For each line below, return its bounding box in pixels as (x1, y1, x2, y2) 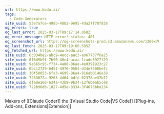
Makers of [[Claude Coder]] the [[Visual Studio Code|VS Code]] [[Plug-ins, (5, 98, 155, 104)
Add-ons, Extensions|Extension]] (5, 103, 72, 109)
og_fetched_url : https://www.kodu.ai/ (5, 48, 84, 53)
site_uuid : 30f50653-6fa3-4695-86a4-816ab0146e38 (5, 71, 108, 76)
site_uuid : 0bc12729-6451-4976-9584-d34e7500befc (5, 67, 108, 71)
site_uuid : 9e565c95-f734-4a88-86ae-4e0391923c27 (5, 62, 108, 67)
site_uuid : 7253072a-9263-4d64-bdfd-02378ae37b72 (5, 75, 108, 80)
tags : (5, 12, 16, 17)
